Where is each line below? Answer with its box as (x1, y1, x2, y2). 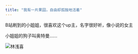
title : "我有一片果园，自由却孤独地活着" (5, 7, 82, 13)
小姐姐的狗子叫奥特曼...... (5, 32, 58, 38)
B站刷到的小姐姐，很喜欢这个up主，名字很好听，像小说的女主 (5, 22, 133, 28)
